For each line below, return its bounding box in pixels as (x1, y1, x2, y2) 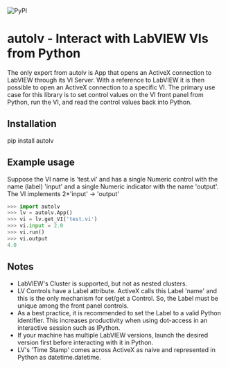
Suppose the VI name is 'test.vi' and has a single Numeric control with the (7, 175, 218, 183)
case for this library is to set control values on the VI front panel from (7, 90, 204, 98)
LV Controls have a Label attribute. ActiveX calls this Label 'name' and (17, 286, 217, 295)
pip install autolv (7, 136, 54, 145)
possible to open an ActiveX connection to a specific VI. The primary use (7, 83, 216, 91)
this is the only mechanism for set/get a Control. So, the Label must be (17, 294, 219, 302)
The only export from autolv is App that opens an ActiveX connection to (7, 68, 212, 76)
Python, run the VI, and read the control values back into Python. (7, 98, 192, 106)
